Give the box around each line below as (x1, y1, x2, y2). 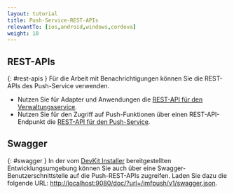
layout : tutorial (7, 10, 58, 18)
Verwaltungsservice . (17, 103, 77, 111)
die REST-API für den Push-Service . (46, 118, 151, 126)
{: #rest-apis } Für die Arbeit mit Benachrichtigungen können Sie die (7, 74, 203, 83)
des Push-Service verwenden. (22, 82, 110, 90)
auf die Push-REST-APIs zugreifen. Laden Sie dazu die (69, 171, 228, 179)
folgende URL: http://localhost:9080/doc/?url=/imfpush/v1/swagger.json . (7, 179, 218, 187)
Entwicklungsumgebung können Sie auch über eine (7, 164, 156, 172)
